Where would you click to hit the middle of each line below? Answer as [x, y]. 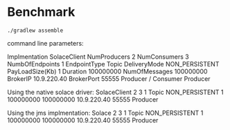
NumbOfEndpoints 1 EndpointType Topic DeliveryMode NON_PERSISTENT [113, 64]
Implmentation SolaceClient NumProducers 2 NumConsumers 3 [98, 57]
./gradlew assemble [35, 30]
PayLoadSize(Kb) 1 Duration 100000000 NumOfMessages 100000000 [107, 71]
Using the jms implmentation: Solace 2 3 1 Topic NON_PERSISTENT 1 [105, 113]
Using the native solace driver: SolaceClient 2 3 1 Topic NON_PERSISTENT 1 [115, 92]
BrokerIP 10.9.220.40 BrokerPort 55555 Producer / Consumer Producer [109, 78]
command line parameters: [46, 43]
